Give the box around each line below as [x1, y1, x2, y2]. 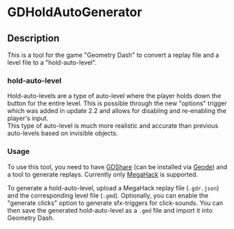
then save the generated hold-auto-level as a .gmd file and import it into [7, 206, 213, 214]
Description [7, 32, 60, 44]
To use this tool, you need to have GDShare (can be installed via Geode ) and [7, 162, 228, 171]
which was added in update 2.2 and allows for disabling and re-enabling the [7, 107, 226, 115]
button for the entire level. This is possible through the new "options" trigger [7, 99, 228, 107]
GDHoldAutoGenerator [7, 4, 142, 20]
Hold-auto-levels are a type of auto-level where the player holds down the [7, 92, 221, 100]
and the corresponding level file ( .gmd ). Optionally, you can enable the [7, 191, 209, 199]
